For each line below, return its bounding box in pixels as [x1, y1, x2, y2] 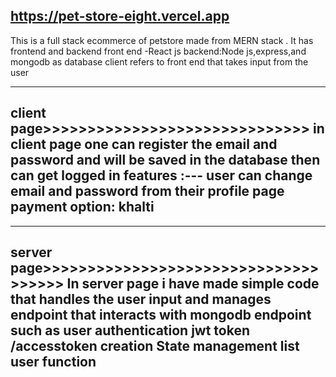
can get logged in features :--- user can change [10, 167, 313, 184]
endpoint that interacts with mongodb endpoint [10, 307, 312, 324]
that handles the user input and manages [10, 291, 272, 308]
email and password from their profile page [10, 183, 285, 200]
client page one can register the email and [10, 136, 278, 153]
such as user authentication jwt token [10, 322, 251, 339]
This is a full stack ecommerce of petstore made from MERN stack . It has [10, 34, 314, 46]
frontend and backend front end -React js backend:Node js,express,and [10, 45, 307, 57]
